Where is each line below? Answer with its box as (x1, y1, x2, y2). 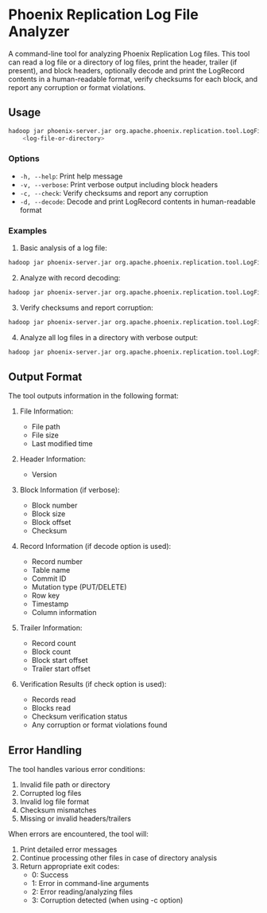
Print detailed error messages (19, 844, 118, 854)
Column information (31, 608, 97, 617)
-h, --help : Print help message (19, 171, 123, 181)
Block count (31, 647, 72, 656)
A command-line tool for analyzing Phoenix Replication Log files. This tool (8, 49, 250, 58)
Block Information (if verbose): (19, 485, 121, 495)
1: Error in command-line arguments (31, 879, 149, 888)
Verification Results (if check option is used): (19, 680, 167, 689)
